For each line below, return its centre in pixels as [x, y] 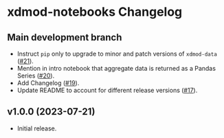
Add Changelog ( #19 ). [48, 83]
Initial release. [37, 128]
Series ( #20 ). [36, 76]
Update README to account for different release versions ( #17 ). [107, 90]
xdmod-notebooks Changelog [95, 12]
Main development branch [65, 37]
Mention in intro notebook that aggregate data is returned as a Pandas [116, 68]
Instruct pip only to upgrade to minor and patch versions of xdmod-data [117, 54]
